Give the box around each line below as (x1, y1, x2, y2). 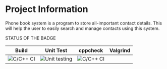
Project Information (5, 3, 88, 15)
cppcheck (78, 46, 103, 53)
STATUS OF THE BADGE (5, 35, 57, 41)
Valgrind (109, 46, 131, 53)
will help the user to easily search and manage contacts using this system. (5, 25, 160, 31)
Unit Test (45, 46, 68, 53)
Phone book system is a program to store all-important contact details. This (5, 20, 162, 26)
